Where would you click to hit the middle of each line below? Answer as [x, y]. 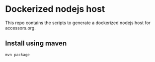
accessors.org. [20, 28]
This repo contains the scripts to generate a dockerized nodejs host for [78, 23]
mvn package [17, 55]
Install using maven [36, 44]
